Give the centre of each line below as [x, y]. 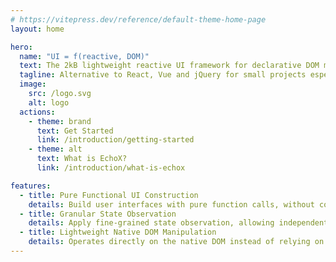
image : [33, 84]
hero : [21, 47]
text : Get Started [75, 131]
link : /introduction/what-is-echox [111, 168]
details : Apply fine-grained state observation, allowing [151, 223]
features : [31, 186]
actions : [37, 112]
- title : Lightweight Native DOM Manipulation [118, 232]
